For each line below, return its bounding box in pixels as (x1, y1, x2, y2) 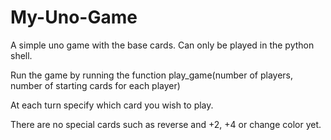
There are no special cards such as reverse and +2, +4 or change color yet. (10, 118, 322, 130)
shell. (10, 49, 33, 61)
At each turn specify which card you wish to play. (10, 99, 214, 111)
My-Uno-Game (10, 6, 138, 29)
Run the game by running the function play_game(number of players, (10, 69, 293, 81)
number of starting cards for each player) (10, 79, 181, 91)
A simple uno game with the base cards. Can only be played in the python (10, 39, 315, 51)
